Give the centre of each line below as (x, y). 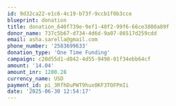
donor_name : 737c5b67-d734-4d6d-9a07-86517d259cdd (82, 33)
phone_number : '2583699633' (48, 46)
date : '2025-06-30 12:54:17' (49, 91)
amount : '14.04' (31, 66)
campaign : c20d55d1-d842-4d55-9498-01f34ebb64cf (79, 59)
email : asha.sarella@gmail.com (53, 40)
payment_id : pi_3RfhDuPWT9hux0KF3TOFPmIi (68, 85)
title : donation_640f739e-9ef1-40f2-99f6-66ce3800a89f (88, 26)
